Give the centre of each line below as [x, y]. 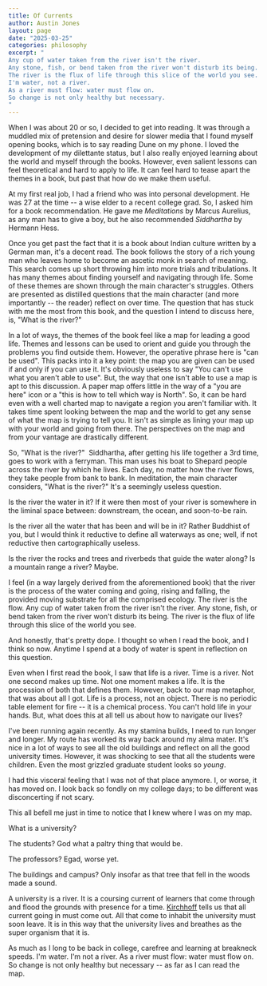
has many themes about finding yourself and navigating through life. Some [131, 277]
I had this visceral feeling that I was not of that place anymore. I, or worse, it [133, 781]
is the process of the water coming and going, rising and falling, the [119, 591]
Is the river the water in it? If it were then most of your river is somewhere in [132, 502]
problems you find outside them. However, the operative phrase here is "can [133, 352]
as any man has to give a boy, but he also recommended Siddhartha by [125, 220]
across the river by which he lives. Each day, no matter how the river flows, [132, 470]
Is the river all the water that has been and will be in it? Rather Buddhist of [129, 526]
